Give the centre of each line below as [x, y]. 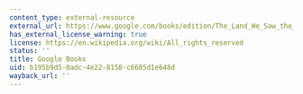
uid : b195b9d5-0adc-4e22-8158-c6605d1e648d [92, 68]
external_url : [36, 26]
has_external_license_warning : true [78, 34]
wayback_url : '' [40, 76]
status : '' [30, 51]
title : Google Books [48, 59]
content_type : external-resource [72, 17]
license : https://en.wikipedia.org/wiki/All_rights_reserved [127, 43]
